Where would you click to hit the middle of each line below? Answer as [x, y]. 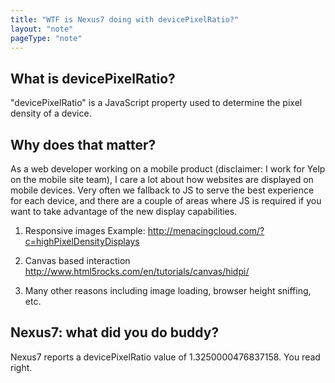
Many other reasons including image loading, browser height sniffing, [168, 290]
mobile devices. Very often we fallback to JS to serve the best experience [162, 190]
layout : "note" [42, 29]
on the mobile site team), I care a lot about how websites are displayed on [162, 179]
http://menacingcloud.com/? [206, 230]
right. [21, 367]
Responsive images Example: [85, 230]
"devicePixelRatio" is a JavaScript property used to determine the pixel [156, 103]
